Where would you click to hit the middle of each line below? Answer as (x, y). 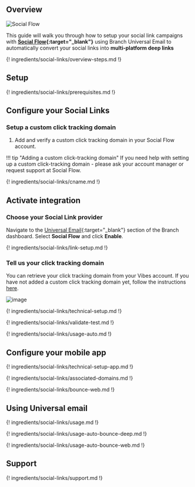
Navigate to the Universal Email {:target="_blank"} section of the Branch (93, 230)
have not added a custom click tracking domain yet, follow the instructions (96, 282)
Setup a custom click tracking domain (61, 127)
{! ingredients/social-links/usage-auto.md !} (59, 334)
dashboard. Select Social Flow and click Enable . (65, 236)
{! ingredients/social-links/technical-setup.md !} (64, 311)
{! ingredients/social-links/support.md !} (54, 478)
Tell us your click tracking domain (55, 263)
